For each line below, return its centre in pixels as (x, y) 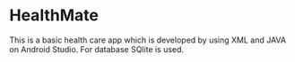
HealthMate (54, 15)
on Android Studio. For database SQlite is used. (97, 49)
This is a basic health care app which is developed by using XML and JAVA (148, 40)
